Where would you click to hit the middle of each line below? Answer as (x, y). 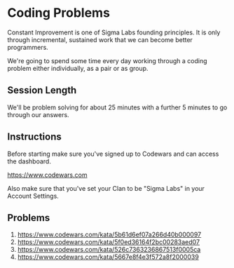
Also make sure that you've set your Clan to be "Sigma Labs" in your (106, 188)
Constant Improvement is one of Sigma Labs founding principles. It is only (114, 32)
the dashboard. (29, 161)
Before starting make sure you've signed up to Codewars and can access (113, 154)
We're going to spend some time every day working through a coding (108, 60)
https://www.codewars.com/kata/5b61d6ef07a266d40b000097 (109, 235)
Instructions (34, 137)
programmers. (28, 47)
